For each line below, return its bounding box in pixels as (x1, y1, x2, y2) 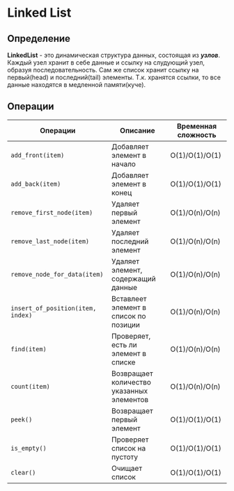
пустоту (111, 452, 138, 462)
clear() (10, 468, 36, 476)
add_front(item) (10, 151, 65, 159)
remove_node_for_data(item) (10, 270, 104, 278)
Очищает (111, 463, 143, 473)
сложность (177, 130, 217, 140)
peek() (10, 415, 33, 424)
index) (10, 311, 33, 319)
